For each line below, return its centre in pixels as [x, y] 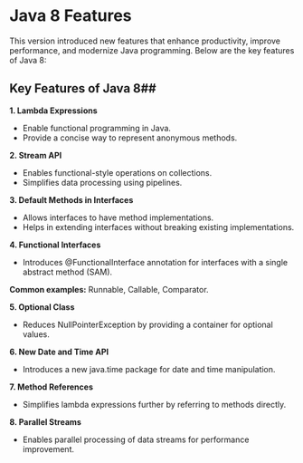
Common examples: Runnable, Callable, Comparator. [109, 289]
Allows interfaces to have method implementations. [118, 217]
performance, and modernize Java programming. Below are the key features [152, 50]
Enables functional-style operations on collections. [117, 172]
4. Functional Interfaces [55, 245]
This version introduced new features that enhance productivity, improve [145, 41]
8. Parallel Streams [45, 421]
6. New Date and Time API [59, 352]
